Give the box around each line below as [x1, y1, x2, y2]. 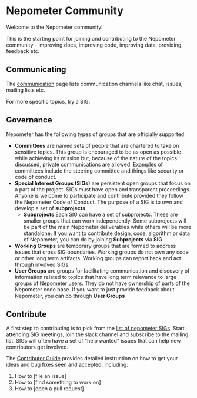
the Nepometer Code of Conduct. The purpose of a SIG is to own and [14, 198, 183, 205]
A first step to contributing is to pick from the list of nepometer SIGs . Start [6, 325, 185, 332]
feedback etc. [6, 47, 40, 54]
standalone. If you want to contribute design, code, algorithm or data [23, 230, 190, 237]
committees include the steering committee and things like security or [14, 167, 184, 174]
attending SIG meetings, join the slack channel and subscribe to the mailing [6, 331, 189, 338]
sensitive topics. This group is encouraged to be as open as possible [14, 148, 181, 155]
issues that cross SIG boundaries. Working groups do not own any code [14, 248, 189, 256]
